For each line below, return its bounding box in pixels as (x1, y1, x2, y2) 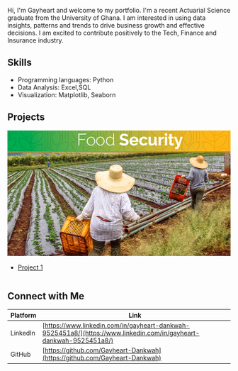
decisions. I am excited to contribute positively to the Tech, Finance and (7, 28, 217, 37)
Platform (10, 311, 37, 319)
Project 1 (17, 263, 43, 272)
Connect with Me (7, 290, 85, 302)
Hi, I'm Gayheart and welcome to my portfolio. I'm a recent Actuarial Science (7, 6, 231, 14)
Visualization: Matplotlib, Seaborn (17, 90, 116, 99)
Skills (7, 57, 32, 69)
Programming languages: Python (17, 75, 114, 84)
